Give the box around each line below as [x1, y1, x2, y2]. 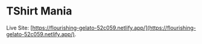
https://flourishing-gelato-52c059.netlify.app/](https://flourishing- [32, 24, 197, 31]
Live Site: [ [6, 24, 33, 31]
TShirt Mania [6, 4, 72, 18]
